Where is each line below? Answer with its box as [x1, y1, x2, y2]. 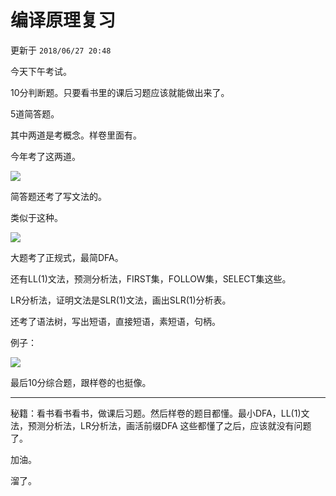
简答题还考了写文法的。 [10, 190, 107, 202]
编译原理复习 [10, 9, 117, 32]
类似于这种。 [10, 211, 63, 223]
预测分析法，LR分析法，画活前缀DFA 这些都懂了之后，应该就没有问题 [27, 419, 312, 431]
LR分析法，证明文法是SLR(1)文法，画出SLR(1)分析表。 [10, 294, 232, 306]
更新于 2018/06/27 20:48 [10, 44, 112, 56]
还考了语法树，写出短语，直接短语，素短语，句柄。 [10, 315, 221, 327]
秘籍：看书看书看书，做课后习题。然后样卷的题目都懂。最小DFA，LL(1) [10, 407, 302, 419]
